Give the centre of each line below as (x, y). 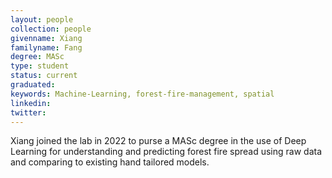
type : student (40, 66)
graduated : (33, 85)
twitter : (28, 112)
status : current (44, 76)
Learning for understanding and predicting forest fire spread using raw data (166, 152)
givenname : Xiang (46, 38)
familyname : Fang (46, 47)
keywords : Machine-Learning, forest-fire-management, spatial (142, 94)
